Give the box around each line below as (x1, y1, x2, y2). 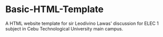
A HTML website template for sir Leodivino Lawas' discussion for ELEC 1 (5, 20, 159, 26)
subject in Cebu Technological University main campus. (5, 25, 123, 31)
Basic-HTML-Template (5, 4, 104, 15)
